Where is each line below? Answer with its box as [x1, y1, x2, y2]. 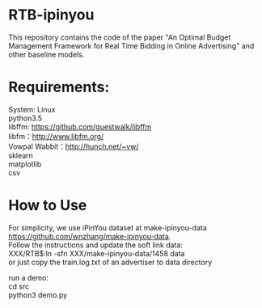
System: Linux [8, 104, 56, 114]
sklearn [8, 150, 34, 160]
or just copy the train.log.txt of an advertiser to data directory [8, 257, 213, 267]
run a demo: [8, 272, 49, 282]
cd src [8, 281, 30, 291]
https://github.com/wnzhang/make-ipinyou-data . [8, 231, 171, 241]
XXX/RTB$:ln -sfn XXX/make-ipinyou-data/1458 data [8, 248, 185, 258]
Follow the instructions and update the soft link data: [8, 240, 184, 250]
